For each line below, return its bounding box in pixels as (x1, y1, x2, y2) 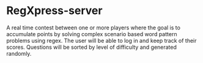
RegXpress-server (6, 4, 103, 18)
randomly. (6, 50, 32, 57)
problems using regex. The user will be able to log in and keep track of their (6, 37, 197, 44)
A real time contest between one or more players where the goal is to (6, 24, 180, 31)
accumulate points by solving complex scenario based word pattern (6, 30, 177, 37)
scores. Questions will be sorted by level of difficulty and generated (6, 43, 177, 51)
